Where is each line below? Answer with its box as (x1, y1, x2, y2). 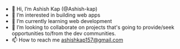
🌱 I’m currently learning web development (11, 18, 112, 24)
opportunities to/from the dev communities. (11, 30, 117, 37)
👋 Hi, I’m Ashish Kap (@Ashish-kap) (11, 6, 98, 12)
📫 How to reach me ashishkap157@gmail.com (11, 36, 123, 43)
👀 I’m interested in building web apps (11, 12, 101, 18)
